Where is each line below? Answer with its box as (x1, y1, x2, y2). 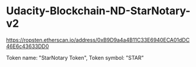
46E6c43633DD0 (6, 43, 49, 50)
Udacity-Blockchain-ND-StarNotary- (6, 4, 191, 18)
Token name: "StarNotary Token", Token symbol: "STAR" (6, 54, 144, 61)
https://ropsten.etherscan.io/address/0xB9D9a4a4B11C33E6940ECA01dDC (6, 36, 190, 43)
